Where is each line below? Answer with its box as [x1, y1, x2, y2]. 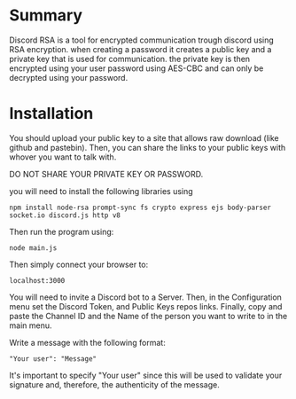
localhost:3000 [9, 276, 66, 285]
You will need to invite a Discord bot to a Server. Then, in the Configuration [9, 292, 282, 302]
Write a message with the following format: [9, 337, 166, 348]
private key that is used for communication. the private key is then [9, 53, 251, 64]
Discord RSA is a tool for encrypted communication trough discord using [9, 35, 275, 45]
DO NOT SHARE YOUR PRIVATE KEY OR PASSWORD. [9, 168, 204, 179]
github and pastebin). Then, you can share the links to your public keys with [9, 142, 286, 153]
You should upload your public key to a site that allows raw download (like [9, 132, 279, 143]
